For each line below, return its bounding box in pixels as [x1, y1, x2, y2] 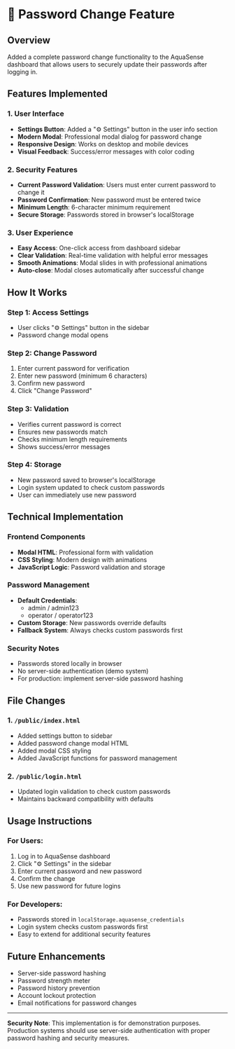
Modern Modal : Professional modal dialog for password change [17, 132, 202, 141]
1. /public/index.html [7, 715, 80, 725]
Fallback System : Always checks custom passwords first [17, 626, 183, 634]
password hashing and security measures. [7, 1034, 130, 1042]
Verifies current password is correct [17, 420, 122, 428]
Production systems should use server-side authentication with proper [7, 1026, 211, 1034]
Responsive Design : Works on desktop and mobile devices [17, 139, 189, 148]
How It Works [7, 287, 68, 299]
